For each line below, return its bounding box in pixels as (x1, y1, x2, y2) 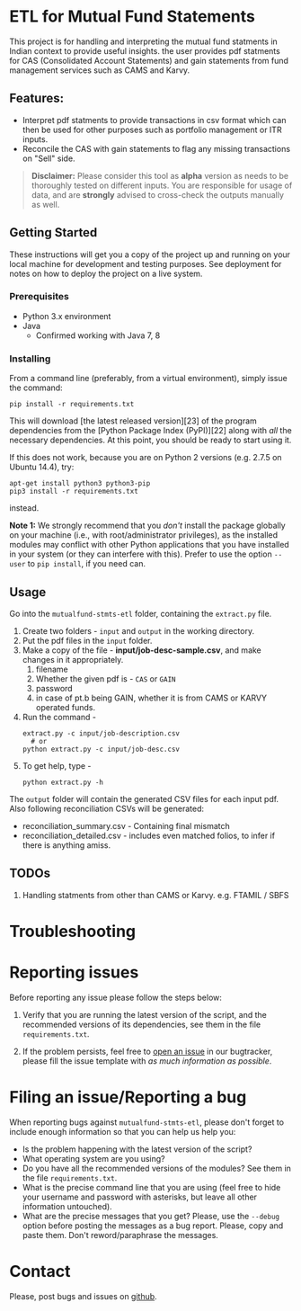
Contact (9, 1262, 71, 1282)
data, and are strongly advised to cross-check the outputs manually (31, 189, 285, 200)
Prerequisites (9, 290, 69, 303)
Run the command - (22, 711, 97, 722)
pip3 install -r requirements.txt (9, 487, 139, 496)
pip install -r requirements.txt (9, 400, 135, 409)
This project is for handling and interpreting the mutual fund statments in (9, 36, 279, 47)
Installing (9, 352, 51, 365)
